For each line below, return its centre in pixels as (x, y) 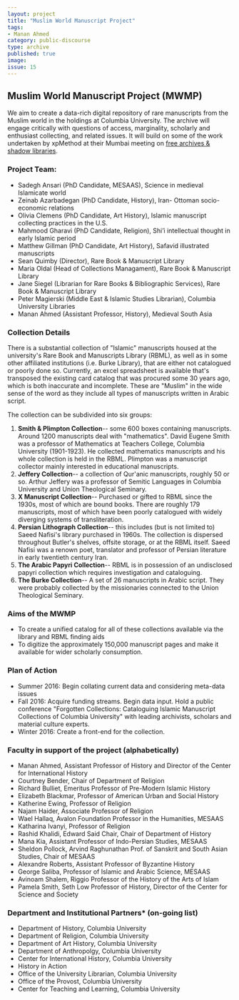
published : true (31, 54)
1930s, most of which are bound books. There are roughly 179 (109, 504)
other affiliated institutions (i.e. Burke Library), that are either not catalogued (119, 363)
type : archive (29, 47)
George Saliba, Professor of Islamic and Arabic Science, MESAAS (114, 872)
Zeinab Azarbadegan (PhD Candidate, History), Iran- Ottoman (108, 200)
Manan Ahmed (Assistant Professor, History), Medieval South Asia (115, 314)
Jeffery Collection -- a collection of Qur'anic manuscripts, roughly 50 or (123, 474)
